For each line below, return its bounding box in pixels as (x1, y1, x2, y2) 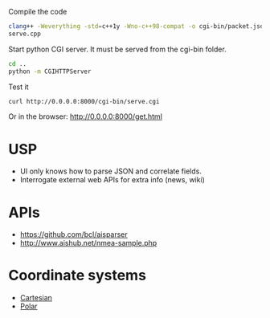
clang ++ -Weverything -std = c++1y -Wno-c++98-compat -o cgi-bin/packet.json (8, 22, 268, 31)
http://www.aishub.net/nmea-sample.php (19, 238, 157, 248)
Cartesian (19, 293, 52, 303)
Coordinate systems (8, 267, 147, 284)
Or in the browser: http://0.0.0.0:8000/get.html (8, 112, 163, 121)
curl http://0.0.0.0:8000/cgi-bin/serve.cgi (8, 97, 160, 105)
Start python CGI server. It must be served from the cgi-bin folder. (8, 44, 227, 54)
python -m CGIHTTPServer (8, 67, 92, 75)
